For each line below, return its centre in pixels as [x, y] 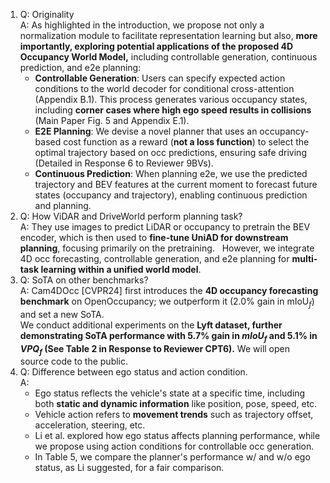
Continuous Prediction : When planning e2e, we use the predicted [171, 173]
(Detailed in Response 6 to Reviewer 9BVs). [124, 163]
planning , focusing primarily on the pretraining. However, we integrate [167, 248]
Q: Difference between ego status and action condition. [133, 372]
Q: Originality [47, 14]
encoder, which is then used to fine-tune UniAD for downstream [154, 237]
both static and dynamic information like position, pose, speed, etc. [176, 404]
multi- [304, 258]
